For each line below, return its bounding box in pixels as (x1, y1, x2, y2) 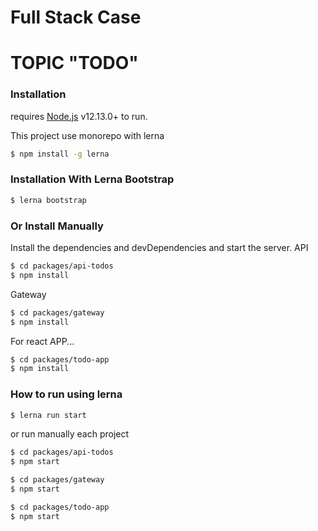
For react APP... (10, 335, 75, 347)
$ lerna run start (10, 410, 87, 420)
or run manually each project (10, 428, 130, 440)
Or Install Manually (10, 219, 104, 233)
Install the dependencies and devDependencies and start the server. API (10, 242, 309, 254)
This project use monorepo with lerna (10, 129, 165, 141)
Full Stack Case (10, 6, 142, 29)
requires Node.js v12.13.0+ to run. (10, 110, 148, 122)
